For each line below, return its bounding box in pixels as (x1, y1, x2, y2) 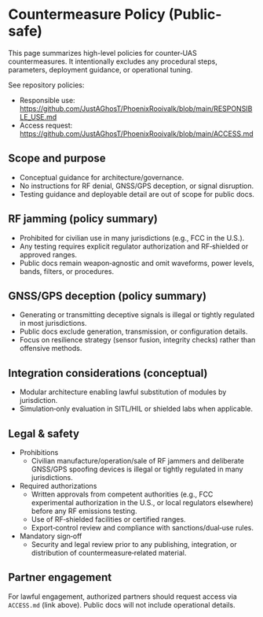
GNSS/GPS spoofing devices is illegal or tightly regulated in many (31, 464, 243, 474)
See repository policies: (8, 80, 85, 90)
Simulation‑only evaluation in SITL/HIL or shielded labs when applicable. (19, 404, 254, 414)
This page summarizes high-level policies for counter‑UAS (8, 48, 198, 57)
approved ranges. (19, 249, 77, 259)
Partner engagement (8, 571, 112, 584)
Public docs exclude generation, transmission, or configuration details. (19, 327, 248, 336)
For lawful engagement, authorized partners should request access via (8, 592, 237, 601)
